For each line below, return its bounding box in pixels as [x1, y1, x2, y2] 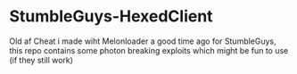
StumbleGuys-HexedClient [9, 6, 213, 27]
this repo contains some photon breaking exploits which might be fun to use [9, 45, 289, 55]
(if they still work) [9, 54, 74, 65]
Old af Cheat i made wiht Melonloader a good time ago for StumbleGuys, [9, 36, 276, 46]
